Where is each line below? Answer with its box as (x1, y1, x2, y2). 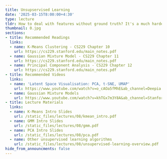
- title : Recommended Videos (5, 72, 66, 77)
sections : (5, 30, 26, 35)
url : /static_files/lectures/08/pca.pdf (14, 133, 99, 138)
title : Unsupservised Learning (5, 7, 70, 12)
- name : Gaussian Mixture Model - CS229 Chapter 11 (9, 53, 119, 59)
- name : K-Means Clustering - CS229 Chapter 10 (9, 44, 110, 49)
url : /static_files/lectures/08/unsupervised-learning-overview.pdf (14, 142, 159, 147)
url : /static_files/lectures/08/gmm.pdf (14, 123, 99, 128)
